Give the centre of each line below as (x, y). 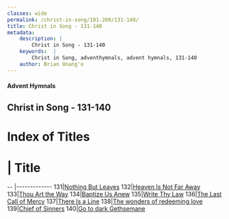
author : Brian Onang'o (52, 64)
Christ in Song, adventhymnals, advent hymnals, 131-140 (114, 58)
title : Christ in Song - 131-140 (55, 26)
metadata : (21, 32)
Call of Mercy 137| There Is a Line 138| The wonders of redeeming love (105, 201)
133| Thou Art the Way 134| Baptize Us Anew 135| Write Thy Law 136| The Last (114, 194)
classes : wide (27, 13)
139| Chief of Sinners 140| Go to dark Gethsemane (76, 208)
